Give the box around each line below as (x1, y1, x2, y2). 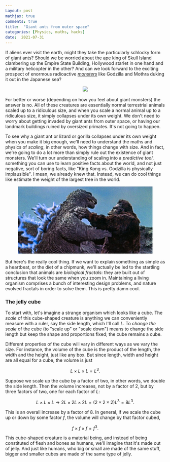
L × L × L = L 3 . (70, 367, 100, 374)
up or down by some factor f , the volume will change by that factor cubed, (5, 414, 161, 420)
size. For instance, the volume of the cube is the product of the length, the (5, 346, 160, 353)
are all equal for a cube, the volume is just (5, 357, 93, 363)
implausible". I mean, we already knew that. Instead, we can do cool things (5, 171, 161, 177)
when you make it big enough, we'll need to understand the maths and (5, 139, 153, 144)
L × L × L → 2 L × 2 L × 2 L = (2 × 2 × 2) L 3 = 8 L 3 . (36, 398, 134, 405)
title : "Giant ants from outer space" (5, 24, 90, 29)
